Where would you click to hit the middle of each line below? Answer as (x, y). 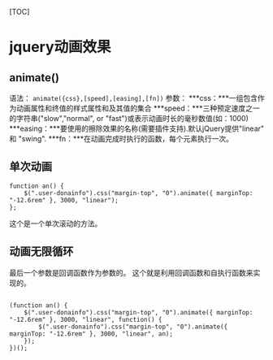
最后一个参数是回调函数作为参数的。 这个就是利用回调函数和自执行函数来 (131, 272)
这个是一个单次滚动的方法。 (56, 223)
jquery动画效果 (61, 47)
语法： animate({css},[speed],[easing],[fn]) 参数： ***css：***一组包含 (134, 98)
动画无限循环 (41, 252)
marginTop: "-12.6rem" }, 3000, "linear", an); (91, 334)
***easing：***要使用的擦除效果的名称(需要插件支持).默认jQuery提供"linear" (137, 128)
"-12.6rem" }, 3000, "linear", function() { (86, 319)
